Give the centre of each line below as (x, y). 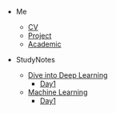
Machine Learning (58, 92)
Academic (44, 44)
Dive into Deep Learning (68, 75)
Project (40, 36)
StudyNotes (36, 60)
